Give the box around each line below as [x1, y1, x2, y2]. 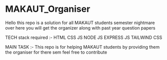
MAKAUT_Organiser [5, 3, 91, 15]
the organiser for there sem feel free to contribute [5, 49, 107, 55]
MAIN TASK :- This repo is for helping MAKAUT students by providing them [5, 44, 160, 50]
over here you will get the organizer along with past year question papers [5, 25, 156, 30]
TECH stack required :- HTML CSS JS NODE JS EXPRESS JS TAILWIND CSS [5, 34, 163, 40]
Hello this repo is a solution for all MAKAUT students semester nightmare [5, 20, 155, 26]
